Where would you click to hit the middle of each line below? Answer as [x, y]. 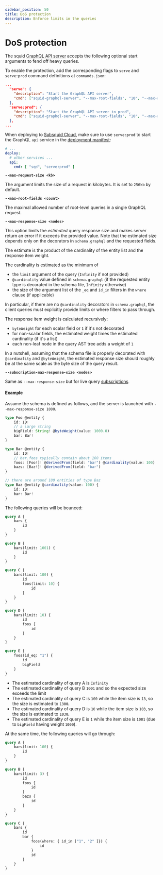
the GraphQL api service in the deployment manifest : [58, 140]
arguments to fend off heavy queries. [42, 61]
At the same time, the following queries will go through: [60, 734]
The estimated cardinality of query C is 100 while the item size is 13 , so [82, 698]
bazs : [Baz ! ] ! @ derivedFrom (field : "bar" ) [57, 467]
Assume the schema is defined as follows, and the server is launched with [79, 403]
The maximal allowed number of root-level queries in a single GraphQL [76, 207]
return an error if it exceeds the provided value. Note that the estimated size [81, 236]
